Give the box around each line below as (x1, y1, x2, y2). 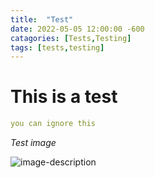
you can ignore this (10, 119, 97, 129)
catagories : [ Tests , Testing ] (10, 33, 132, 43)
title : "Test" (10, 14, 74, 25)
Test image (10, 137, 57, 149)
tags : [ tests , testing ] (10, 42, 105, 53)
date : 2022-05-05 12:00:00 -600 (10, 24, 145, 34)
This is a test (10, 86, 118, 108)
